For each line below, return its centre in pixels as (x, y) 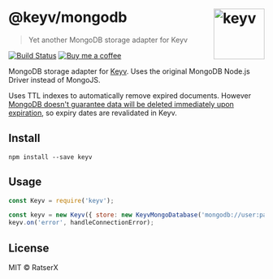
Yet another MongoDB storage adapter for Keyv (108, 40)
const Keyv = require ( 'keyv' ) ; (61, 200)
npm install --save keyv (50, 157)
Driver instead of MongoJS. (54, 79)
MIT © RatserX (33, 267)
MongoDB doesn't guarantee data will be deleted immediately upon (121, 104)
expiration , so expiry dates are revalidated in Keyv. (93, 113)
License (29, 248)
